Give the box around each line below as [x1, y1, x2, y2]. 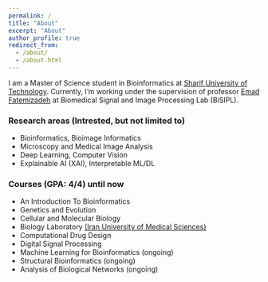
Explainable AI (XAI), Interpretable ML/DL [19, 159, 156, 169]
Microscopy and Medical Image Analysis [19, 141, 153, 152]
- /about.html [15, 57, 62, 65]
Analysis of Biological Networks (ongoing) [19, 264, 159, 274]
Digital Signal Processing [19, 239, 102, 248]
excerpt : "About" [8, 26, 66, 34]
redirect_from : [8, 42, 59, 50]
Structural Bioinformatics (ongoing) [19, 256, 136, 266]
